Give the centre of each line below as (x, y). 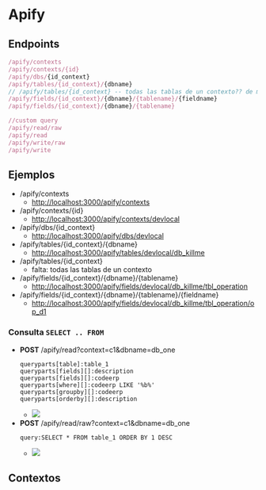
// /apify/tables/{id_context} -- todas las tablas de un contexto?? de (131, 92)
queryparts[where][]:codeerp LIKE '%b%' (87, 385)
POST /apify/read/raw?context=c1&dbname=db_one (105, 423)
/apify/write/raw (37, 143)
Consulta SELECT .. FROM (56, 332)
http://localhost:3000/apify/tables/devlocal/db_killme (118, 253)
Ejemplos (32, 175)
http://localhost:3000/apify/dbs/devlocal (98, 236)
